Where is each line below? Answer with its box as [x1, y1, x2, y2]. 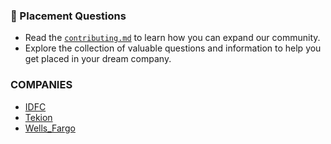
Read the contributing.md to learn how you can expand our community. [24, 32, 321, 44]
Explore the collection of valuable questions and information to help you [24, 42, 322, 54]
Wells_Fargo [24, 122, 76, 134]
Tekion [24, 111, 53, 123]
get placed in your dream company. [24, 53, 172, 65]
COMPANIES [10, 78, 73, 92]
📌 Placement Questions [10, 9, 127, 23]
